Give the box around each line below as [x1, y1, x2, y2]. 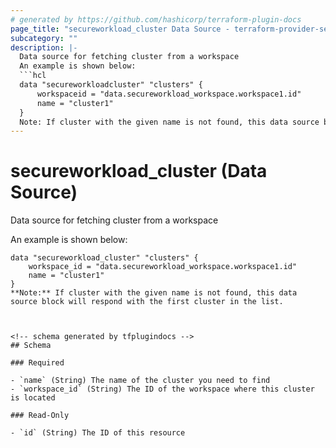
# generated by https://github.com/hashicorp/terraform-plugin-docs [10, 14, 302, 25]
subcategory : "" [10, 33, 78, 43]
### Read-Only [10, 411, 70, 421]
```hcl [19, 71, 47, 81]
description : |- [10, 42, 78, 53]
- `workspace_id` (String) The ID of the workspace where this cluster [10, 384, 315, 395]
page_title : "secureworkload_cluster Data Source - [10, 24, 230, 34]
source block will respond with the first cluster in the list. [10, 297, 284, 307]
